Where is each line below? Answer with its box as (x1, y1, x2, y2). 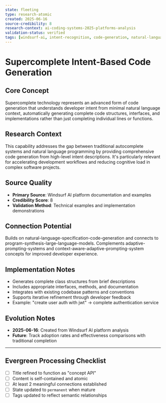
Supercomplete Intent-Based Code (5, 57, 151, 67)
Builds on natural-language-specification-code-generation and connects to (5, 235, 159, 241)
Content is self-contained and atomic (12, 375, 88, 381)
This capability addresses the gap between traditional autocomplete (5, 143, 144, 149)
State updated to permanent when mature (12, 387, 95, 393)
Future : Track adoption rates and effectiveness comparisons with (12, 332, 146, 338)
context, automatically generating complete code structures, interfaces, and (5, 110, 160, 116)
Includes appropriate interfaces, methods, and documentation (12, 284, 139, 290)
